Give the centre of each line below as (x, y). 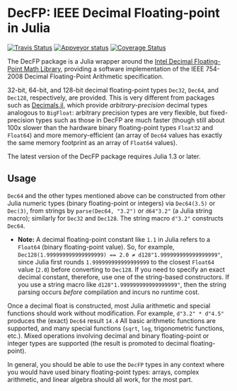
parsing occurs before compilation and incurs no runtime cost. (109, 292)
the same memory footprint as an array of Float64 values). (93, 142)
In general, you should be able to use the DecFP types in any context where (116, 364)
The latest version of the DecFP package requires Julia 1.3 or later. (104, 156)
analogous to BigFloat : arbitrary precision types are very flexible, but (108, 112)
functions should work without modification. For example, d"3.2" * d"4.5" (116, 313)
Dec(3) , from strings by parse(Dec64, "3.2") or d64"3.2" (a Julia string (110, 211)
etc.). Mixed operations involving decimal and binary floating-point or (108, 335)
